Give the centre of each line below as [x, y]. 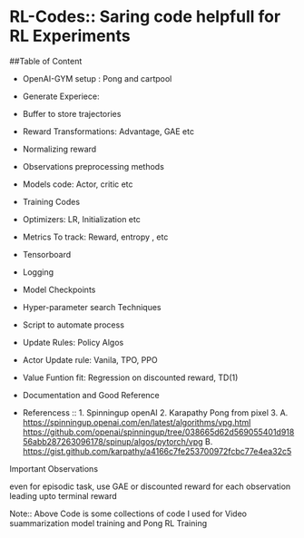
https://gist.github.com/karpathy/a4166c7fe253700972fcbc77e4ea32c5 [157, 451]
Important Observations [54, 468]
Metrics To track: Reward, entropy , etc [95, 237]
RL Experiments [70, 36]
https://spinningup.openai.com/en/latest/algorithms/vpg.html [137, 422]
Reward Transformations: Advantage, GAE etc [108, 131]
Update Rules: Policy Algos [73, 342]
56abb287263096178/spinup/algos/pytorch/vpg [113, 441]
